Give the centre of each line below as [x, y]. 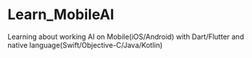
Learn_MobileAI [61, 15]
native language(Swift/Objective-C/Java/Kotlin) [85, 44]
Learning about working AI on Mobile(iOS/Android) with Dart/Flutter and [126, 37]
